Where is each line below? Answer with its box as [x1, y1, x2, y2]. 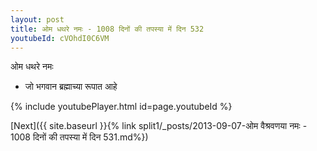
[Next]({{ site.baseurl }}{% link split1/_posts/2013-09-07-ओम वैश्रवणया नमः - [10, 120, 308, 132]
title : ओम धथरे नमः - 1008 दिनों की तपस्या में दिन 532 [10, 24, 205, 34]
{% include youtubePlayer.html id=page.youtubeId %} [10, 101, 233, 113]
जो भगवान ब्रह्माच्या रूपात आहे [24, 81, 118, 93]
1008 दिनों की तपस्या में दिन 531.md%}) [10, 131, 149, 143]
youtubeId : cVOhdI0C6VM [10, 33, 110, 43]
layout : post [10, 14, 65, 25]
